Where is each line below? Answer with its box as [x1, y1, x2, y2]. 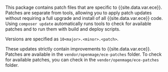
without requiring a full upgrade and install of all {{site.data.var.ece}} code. [5, 15, 163, 21]
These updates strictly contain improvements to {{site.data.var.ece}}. [5, 46, 151, 52]
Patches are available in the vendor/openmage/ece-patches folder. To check [5, 51, 162, 57]
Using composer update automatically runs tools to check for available [5, 20, 152, 27]
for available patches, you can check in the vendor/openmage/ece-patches [5, 57, 159, 63]
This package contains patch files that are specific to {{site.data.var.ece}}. [5, 5, 162, 10]
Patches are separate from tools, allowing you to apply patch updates [5, 10, 152, 16]
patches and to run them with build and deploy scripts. [5, 26, 120, 32]
